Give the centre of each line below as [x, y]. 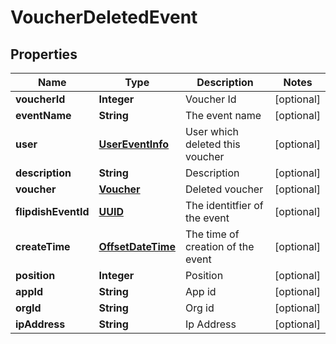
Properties [44, 54]
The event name [223, 115]
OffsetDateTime [137, 246]
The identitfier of [224, 205]
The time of [212, 234]
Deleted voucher [224, 189]
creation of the [219, 246]
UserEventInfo [134, 144]
